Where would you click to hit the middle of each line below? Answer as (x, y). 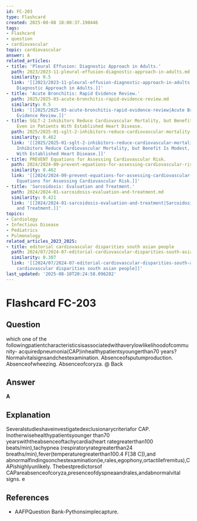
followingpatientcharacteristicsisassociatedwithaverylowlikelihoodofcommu (97, 345)
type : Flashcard (26, 17)
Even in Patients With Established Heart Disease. (80, 126)
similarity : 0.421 (34, 198)
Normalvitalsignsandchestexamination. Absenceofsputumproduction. (90, 358)
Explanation (28, 415)
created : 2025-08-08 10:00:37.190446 (52, 22)
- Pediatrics (22, 230)
